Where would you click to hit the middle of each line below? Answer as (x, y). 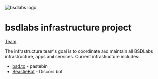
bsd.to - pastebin (30, 66)
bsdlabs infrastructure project (68, 28)
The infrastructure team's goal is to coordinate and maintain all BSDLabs (79, 51)
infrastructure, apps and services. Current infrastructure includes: (72, 56)
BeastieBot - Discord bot (37, 71)
